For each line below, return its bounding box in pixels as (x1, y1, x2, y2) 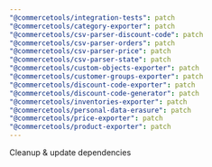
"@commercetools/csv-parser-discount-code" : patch (9, 30, 204, 39)
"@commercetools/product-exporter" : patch (9, 123, 171, 132)
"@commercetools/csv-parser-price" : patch (9, 47, 171, 56)
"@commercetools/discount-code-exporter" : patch (9, 80, 196, 89)
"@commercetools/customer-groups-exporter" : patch (9, 72, 204, 81)
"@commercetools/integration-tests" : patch (9, 13, 176, 23)
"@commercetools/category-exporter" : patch (9, 22, 176, 31)
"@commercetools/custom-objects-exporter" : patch (9, 64, 200, 73)
